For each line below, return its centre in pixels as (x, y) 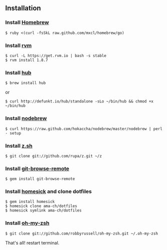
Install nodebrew (26, 118)
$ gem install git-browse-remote (40, 179)
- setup (13, 133)
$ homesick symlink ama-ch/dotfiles (43, 210)
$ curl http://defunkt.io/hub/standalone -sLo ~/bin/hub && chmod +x (79, 101)
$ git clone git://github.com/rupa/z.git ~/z (53, 156)
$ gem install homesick (30, 202)
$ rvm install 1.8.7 (27, 60)
